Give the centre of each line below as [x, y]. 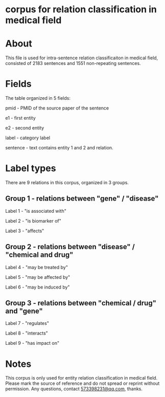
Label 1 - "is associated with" [36, 211]
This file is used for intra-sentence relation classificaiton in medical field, [82, 58]
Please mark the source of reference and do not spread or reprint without [82, 383]
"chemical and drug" [39, 255]
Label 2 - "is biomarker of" [33, 220]
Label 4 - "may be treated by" [37, 267]
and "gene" [24, 311]
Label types [31, 169]
